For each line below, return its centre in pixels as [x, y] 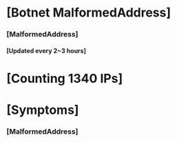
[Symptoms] [43, 110]
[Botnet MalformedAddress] [89, 13]
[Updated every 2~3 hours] [46, 50]
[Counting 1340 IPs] [65, 78]
